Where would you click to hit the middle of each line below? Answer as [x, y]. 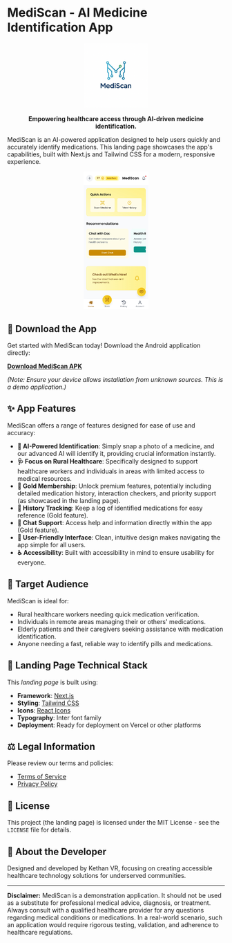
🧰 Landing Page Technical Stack [78, 666]
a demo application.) [37, 387]
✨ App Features [42, 409]
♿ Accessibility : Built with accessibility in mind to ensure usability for [116, 552]
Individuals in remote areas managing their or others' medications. [111, 621]
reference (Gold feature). [52, 515]
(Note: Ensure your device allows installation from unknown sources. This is [115, 380]
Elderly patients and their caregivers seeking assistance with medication [120, 629]
